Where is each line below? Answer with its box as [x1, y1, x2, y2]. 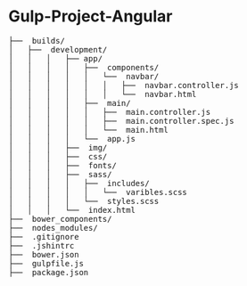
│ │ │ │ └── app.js [8, 134, 136, 143]
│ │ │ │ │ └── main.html [8, 125, 169, 135]
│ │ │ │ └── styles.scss [8, 196, 160, 206]
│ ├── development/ [8, 45, 108, 54]
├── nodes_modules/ [8, 223, 99, 233]
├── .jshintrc [8, 241, 75, 250]
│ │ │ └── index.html [8, 205, 136, 215]
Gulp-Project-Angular [8, 6, 173, 27]
